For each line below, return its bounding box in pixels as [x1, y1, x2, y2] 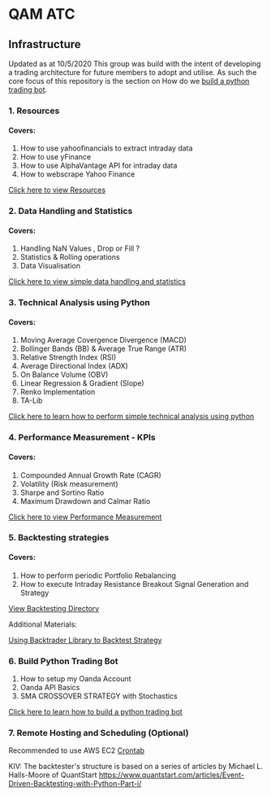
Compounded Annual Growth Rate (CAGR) [19, 470, 162, 480]
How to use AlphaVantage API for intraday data [19, 160, 178, 171]
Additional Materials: [8, 619, 77, 629]
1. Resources [8, 105, 60, 116]
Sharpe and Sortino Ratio [19, 488, 105, 497]
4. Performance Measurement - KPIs [8, 432, 156, 444]
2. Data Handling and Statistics [8, 205, 133, 216]
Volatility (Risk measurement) [19, 479, 118, 488]
